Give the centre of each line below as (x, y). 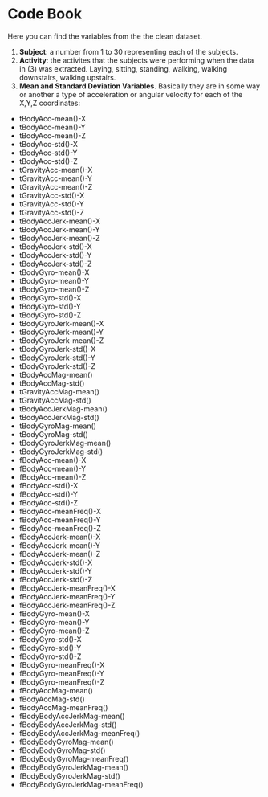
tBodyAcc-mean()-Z (52, 135)
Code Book (45, 14)
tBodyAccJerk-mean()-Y (60, 229)
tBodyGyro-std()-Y (50, 306)
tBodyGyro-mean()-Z (54, 289)
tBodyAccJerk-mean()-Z (60, 238)
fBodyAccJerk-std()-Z (56, 579)
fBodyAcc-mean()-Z (53, 477)
